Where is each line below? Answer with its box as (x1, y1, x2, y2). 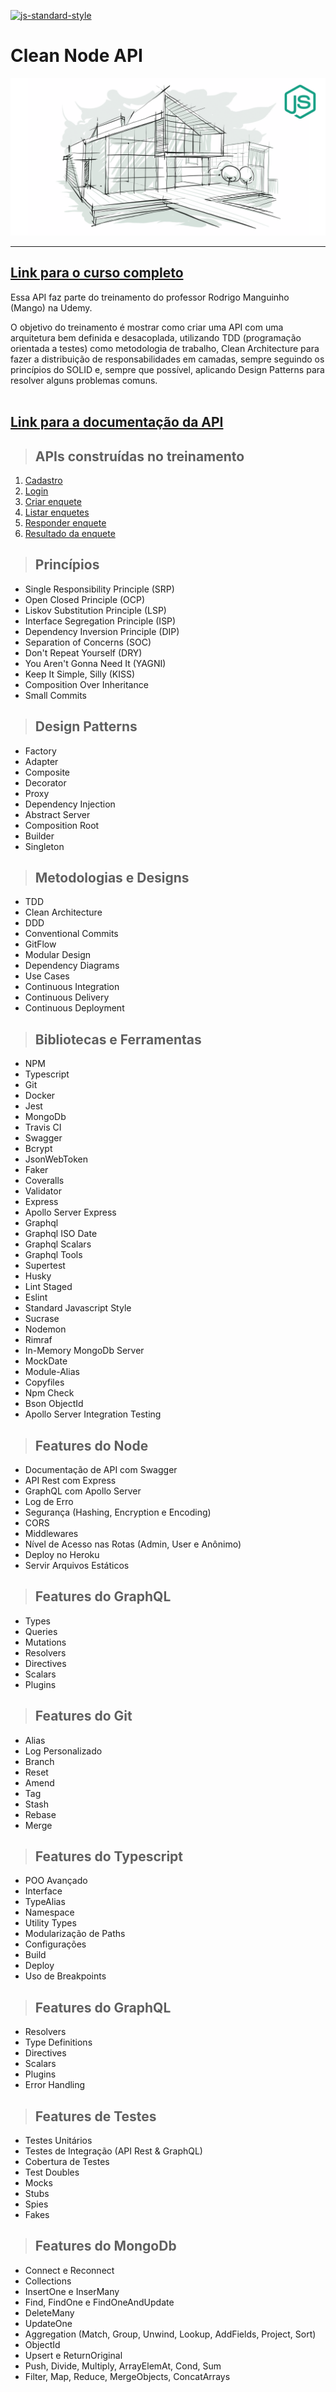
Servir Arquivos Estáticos (24, 1560, 130, 1572)
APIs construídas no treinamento (34, 448, 245, 465)
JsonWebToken (24, 1153, 88, 1165)
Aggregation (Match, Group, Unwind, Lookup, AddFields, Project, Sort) (24, 2328, 317, 2340)
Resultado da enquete (24, 527, 116, 539)
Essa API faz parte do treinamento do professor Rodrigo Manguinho (10, 291, 290, 303)
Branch (24, 1755, 55, 1767)
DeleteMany (24, 2306, 75, 2319)
